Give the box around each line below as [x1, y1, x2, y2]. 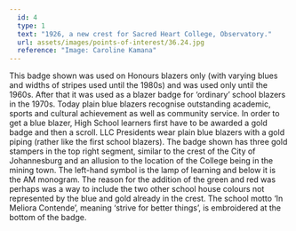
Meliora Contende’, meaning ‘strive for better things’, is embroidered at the [9, 203, 282, 213]
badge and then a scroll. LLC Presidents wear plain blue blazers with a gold [9, 127, 285, 138]
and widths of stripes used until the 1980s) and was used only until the [9, 80, 268, 91]
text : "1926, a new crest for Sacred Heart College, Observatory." [17, 29, 273, 38]
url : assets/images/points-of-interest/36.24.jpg [17, 37, 204, 47]
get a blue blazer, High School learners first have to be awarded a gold [9, 117, 268, 129]
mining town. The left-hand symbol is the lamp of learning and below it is [9, 165, 276, 176]
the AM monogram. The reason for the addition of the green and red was [9, 174, 276, 185]
